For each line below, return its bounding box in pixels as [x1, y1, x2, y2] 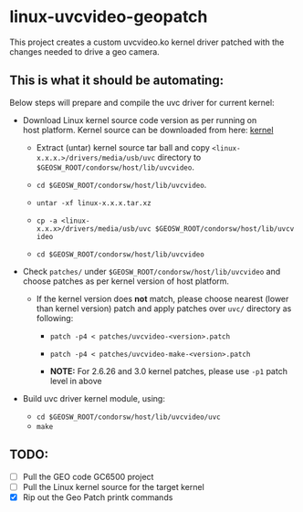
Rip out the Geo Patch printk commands [22, 491, 173, 503]
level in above [49, 375, 102, 386]
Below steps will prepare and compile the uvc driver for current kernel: [9, 97, 276, 108]
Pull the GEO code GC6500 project [22, 471, 154, 482]
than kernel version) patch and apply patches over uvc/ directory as [36, 303, 292, 314]
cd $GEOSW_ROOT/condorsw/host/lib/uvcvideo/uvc [36, 413, 221, 422]
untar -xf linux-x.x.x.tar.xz [36, 198, 152, 207]
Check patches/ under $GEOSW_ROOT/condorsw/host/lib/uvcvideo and [22, 266, 281, 277]
